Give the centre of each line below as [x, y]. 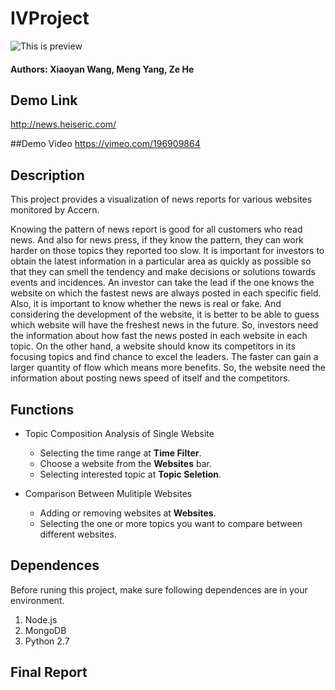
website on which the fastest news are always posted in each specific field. [166, 293]
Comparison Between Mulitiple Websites [108, 493]
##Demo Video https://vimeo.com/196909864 [105, 144]
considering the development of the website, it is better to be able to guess [165, 314]
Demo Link [44, 100]
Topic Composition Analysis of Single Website [119, 433]
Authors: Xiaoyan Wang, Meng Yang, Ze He [102, 69]
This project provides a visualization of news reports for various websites [161, 199]
